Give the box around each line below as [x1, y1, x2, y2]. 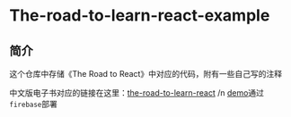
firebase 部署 [9, 99, 58, 109]
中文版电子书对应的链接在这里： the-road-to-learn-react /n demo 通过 [9, 88, 265, 98]
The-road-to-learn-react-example [9, 5, 270, 26]
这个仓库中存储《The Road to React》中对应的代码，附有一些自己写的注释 [9, 69, 283, 79]
